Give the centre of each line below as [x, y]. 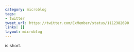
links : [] [15, 27]
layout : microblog [24, 32]
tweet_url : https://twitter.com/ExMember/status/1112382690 [67, 23]
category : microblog [26, 9]
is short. [13, 45]
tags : [10, 14]
